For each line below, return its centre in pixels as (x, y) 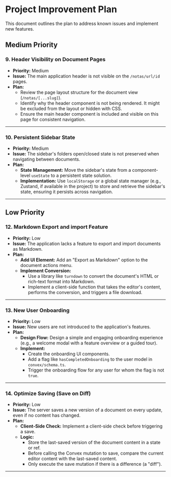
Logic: (27, 437)
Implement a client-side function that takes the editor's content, (94, 287)
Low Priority (25, 213)
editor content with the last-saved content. (73, 459)
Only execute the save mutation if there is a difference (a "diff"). (95, 464)
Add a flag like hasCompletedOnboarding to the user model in (90, 359)
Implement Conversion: (46, 271)
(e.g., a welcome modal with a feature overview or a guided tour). (89, 343)
